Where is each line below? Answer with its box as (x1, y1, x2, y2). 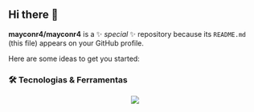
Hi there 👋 (8, 8, 59, 22)
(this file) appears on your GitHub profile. (8, 38, 145, 48)
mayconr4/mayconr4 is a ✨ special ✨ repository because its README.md (8, 29, 247, 38)
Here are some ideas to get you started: (8, 54, 141, 63)
